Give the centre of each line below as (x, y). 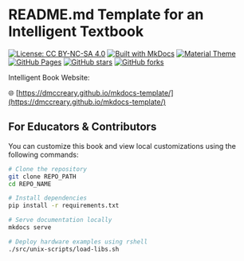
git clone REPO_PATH (43, 177)
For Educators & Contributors (83, 127)
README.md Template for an (106, 15)
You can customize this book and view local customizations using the (122, 146)
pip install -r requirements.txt (64, 206)
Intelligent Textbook (76, 31)
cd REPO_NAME (30, 184)
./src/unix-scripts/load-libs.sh (64, 249)
